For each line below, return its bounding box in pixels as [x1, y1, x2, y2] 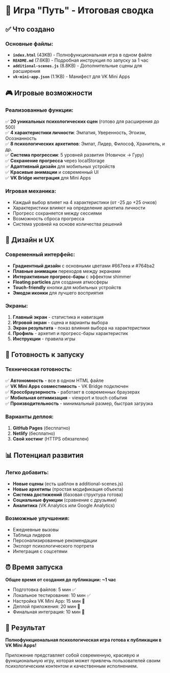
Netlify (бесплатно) [12, 430, 55, 436]
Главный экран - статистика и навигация [12, 314, 104, 320]
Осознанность [5, 135, 37, 141]
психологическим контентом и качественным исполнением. [5, 663, 138, 669]
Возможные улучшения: [5, 515, 70, 522]
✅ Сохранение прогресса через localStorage [5, 158, 105, 164]
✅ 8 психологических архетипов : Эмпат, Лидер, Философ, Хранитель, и [5, 140, 165, 147]
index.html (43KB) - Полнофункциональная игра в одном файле [12, 51, 152, 58]
